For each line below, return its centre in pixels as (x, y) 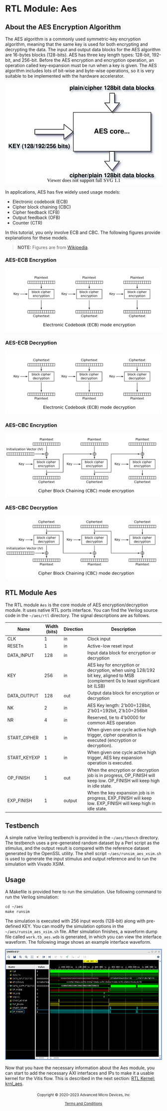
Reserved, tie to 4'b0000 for (116, 717)
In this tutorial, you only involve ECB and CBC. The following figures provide (83, 232)
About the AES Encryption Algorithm (63, 27)
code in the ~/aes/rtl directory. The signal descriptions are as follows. (78, 615)
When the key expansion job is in (121, 792)
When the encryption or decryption (123, 770)
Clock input (99, 639)
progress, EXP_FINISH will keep (120, 798)
